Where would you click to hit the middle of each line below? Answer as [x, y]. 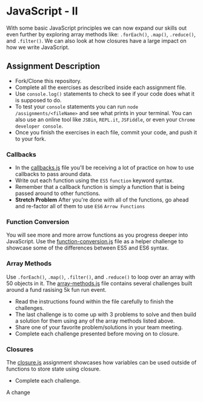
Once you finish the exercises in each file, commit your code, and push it [106, 132]
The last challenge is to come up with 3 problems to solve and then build [106, 314]
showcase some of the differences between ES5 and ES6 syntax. [88, 248]
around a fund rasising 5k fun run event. [56, 289]
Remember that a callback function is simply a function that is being [100, 187]
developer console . [39, 126]
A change [18, 392]
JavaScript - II [42, 11]
